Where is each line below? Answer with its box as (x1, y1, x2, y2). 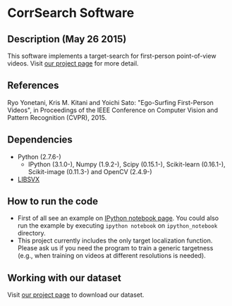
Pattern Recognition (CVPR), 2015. (7, 113, 107, 121)
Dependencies (7, 134, 73, 146)
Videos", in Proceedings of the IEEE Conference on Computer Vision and (7, 106, 219, 114)
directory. (17, 229, 46, 238)
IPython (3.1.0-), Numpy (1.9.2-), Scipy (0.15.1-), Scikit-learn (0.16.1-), (28, 160, 226, 169)
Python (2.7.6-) (17, 152, 61, 161)
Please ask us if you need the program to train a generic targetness (17, 244, 214, 252)
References (7, 80, 59, 92)
